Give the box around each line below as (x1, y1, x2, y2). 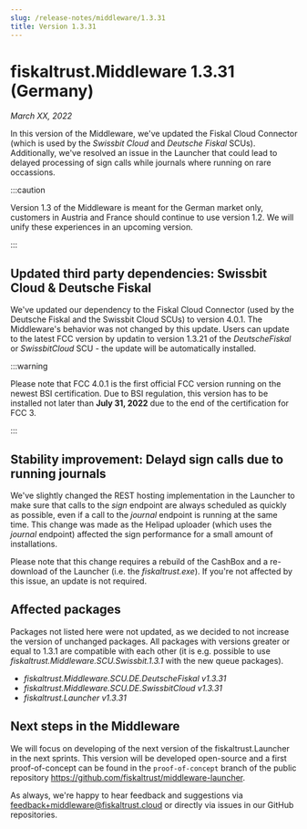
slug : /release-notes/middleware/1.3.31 (10, 13, 167, 23)
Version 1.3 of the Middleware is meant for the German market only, (10, 202, 263, 213)
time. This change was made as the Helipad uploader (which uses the (10, 519, 272, 530)
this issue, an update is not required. (10, 575, 148, 586)
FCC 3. (10, 408, 37, 419)
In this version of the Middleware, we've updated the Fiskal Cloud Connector (10, 129, 298, 140)
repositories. (10, 809, 58, 820)
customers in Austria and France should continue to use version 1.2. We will (10, 212, 294, 223)
